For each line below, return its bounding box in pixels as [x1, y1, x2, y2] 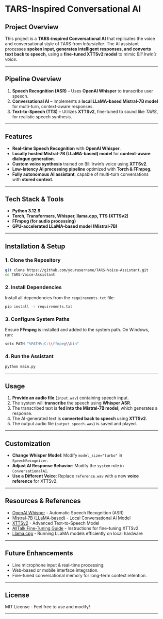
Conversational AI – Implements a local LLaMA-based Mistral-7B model [12, 98, 158, 104]
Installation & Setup [5, 242, 65, 250]
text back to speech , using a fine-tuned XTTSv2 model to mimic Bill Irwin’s [5, 51, 157, 57]
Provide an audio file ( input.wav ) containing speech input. [12, 395, 129, 401]
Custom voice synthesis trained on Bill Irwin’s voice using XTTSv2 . [12, 161, 148, 166]
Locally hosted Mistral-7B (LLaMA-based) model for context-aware [12, 150, 151, 156]
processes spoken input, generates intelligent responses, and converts [5, 46, 151, 52]
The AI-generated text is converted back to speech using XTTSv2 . [12, 416, 147, 421]
